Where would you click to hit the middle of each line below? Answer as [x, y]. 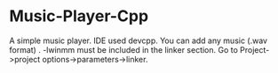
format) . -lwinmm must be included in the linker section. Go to [123, 49]
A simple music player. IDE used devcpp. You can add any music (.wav [139, 40]
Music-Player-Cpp [79, 16]
